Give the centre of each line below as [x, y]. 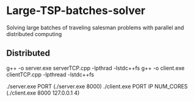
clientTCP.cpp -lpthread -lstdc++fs [50, 75]
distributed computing [34, 34]
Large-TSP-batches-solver [76, 11]
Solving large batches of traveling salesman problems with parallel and [95, 27]
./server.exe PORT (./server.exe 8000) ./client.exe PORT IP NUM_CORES [97, 86]
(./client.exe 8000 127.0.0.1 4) [43, 93]
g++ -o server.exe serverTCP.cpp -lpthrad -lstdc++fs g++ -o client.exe [95, 68]
